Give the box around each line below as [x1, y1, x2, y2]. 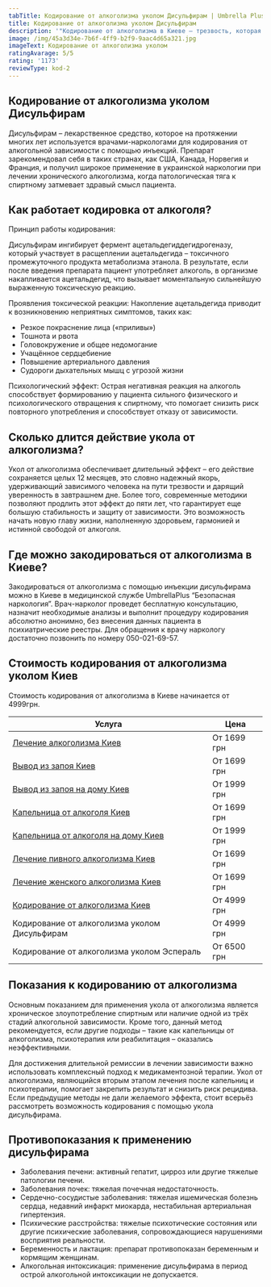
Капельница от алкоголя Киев [12, 806, 131, 817]
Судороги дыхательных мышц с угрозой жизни [19, 366, 184, 375]
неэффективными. [8, 1043, 71, 1052]
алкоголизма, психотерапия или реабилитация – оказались [8, 1034, 214, 1043]
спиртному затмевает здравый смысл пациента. [8, 179, 177, 190]
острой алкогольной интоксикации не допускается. [19, 1270, 199, 1280]
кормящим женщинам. [19, 1252, 99, 1263]
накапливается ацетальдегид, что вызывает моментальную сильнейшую [8, 274, 261, 284]
